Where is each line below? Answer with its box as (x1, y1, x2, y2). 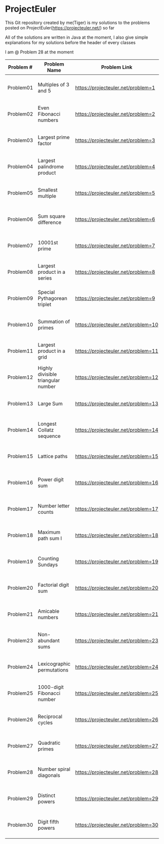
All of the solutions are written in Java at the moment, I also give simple (5, 34, 148, 40)
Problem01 (7, 84, 33, 91)
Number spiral (38, 766, 71, 772)
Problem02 (7, 110, 33, 117)
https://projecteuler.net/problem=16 (75, 479, 159, 486)
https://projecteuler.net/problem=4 (75, 163, 155, 170)
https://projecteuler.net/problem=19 (75, 558, 159, 565)
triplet (38, 301, 51, 308)
